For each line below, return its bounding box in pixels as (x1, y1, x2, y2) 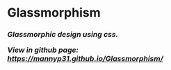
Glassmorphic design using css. (7, 30, 119, 40)
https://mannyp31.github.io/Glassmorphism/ (7, 54, 163, 64)
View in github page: (7, 45, 79, 55)
